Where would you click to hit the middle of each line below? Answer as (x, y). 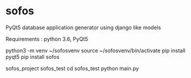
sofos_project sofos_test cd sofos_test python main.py (72, 68)
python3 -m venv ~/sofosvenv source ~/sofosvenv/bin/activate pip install (95, 50)
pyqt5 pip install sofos (33, 57)
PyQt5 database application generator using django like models (83, 27)
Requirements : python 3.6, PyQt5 (47, 39)
